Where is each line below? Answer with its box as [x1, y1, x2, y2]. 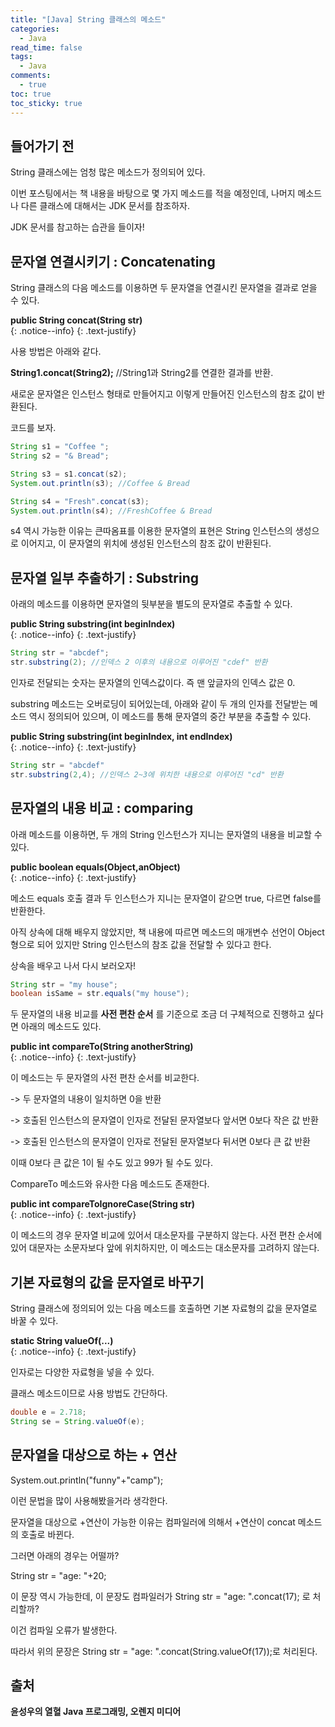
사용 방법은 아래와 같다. [10, 346, 102, 358]
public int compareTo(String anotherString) [10, 1041, 194, 1053]
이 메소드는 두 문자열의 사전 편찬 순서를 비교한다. [10, 1072, 200, 1084]
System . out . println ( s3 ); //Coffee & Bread [10, 478, 190, 488]
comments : [10, 71, 52, 81]
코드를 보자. [10, 422, 57, 434]
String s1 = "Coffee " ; [10, 442, 110, 452]
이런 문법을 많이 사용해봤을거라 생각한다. [10, 1494, 168, 1506]
